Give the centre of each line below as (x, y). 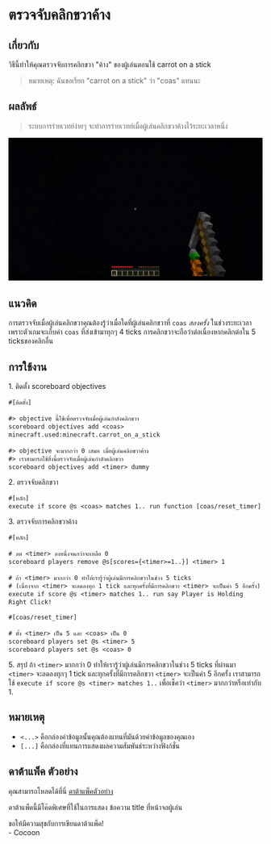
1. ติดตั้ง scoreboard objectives (57, 386)
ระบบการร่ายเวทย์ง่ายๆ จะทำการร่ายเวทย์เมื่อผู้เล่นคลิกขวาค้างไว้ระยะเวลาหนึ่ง (128, 126)
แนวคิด (23, 303)
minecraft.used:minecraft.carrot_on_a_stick (84, 435)
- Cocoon (24, 832)
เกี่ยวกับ (24, 45)
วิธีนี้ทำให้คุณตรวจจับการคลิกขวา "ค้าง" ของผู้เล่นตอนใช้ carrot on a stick (110, 65)
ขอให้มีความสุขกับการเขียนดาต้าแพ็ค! (56, 823)
